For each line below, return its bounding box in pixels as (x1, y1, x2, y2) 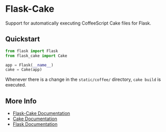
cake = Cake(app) (5, 67, 42, 72)
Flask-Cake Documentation (12, 111, 70, 117)
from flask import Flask (5, 48, 58, 54)
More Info (5, 97, 37, 105)
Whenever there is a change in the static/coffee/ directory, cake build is (5, 76, 161, 82)
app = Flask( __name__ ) (5, 62, 54, 68)
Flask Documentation (12, 121, 58, 127)
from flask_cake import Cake (5, 53, 67, 58)
